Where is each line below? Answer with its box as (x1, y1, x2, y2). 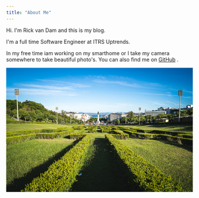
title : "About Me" (6, 9, 52, 15)
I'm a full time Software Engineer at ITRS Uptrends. (6, 38, 130, 45)
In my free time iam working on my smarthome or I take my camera (6, 49, 170, 56)
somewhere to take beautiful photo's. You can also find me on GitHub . (6, 56, 179, 63)
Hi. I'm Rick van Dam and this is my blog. (6, 27, 105, 34)
